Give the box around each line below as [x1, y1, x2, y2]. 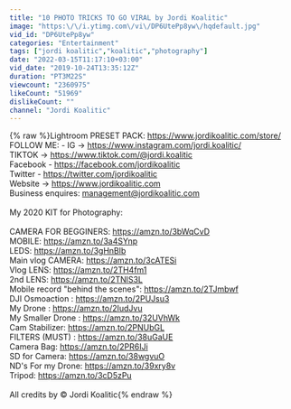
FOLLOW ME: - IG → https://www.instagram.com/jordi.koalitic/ [9, 140, 242, 151]
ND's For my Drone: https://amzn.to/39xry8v [9, 360, 176, 371]
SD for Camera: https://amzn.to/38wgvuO [9, 351, 165, 362]
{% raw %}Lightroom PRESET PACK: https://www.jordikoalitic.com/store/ [9, 130, 282, 141]
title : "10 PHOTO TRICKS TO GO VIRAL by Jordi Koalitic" [9, 13, 229, 23]
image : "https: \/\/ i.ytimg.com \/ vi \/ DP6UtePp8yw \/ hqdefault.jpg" [9, 22, 260, 31]
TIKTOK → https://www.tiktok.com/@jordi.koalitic [9, 150, 192, 161]
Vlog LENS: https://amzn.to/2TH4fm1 [9, 265, 147, 275]
